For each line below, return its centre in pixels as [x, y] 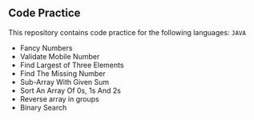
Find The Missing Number [62, 73]
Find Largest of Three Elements [72, 65]
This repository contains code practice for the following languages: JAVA [127, 32]
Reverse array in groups [59, 98]
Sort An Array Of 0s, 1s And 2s [71, 90]
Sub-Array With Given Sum [65, 82]
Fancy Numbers [46, 48]
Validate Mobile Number [60, 56]
